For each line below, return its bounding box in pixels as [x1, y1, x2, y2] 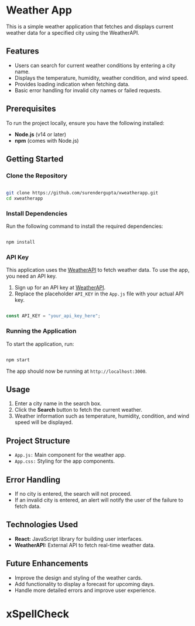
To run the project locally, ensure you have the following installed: [6, 119, 165, 126]
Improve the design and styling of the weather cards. [14, 574, 143, 581]
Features [6, 46, 39, 56]
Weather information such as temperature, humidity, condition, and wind [14, 412, 189, 420]
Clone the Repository [6, 171, 68, 180]
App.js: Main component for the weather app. [14, 452, 126, 459]
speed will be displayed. [14, 419, 73, 426]
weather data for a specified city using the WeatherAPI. [6, 29, 139, 36]
